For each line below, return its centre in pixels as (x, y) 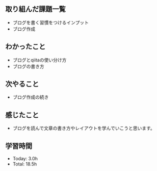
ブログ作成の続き (31, 97)
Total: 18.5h (25, 164)
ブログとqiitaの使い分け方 (40, 60)
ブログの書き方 (28, 66)
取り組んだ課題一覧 (35, 9)
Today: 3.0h (25, 159)
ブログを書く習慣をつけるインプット (51, 23)
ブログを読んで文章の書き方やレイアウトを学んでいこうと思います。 (84, 128)
